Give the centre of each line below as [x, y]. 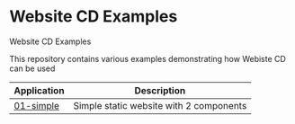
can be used [32, 68]
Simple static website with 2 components [160, 105]
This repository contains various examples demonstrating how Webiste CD [147, 58]
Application [39, 90]
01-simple [37, 105]
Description [160, 90]
